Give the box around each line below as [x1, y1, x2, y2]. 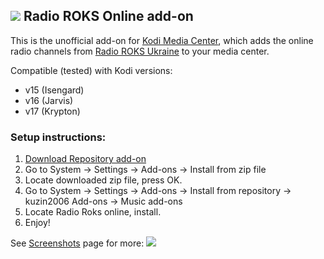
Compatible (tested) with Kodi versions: [10, 64, 173, 76]
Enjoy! [24, 217, 51, 229]
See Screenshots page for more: [10, 237, 145, 249]
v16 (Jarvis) [24, 94, 74, 106]
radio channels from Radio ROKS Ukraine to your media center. [10, 45, 270, 57]
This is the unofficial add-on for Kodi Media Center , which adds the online [10, 34, 314, 46]
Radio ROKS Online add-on [23, 8, 194, 25]
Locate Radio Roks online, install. [24, 206, 162, 218]
